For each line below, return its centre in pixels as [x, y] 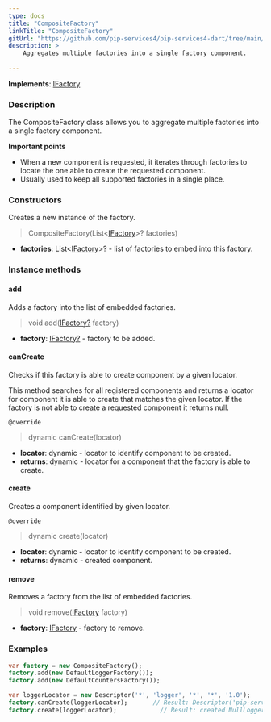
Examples [28, 649]
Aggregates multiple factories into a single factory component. [135, 53]
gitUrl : [21, 38]
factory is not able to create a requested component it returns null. [119, 407]
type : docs [27, 16]
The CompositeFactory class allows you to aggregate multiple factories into [134, 123]
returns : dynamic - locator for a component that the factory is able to [135, 461]
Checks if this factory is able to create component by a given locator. [123, 374]
